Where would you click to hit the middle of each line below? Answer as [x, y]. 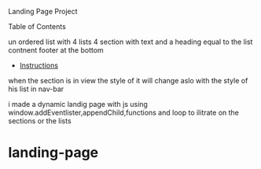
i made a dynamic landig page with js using [78, 104]
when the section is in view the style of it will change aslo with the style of [128, 81]
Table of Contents [37, 26]
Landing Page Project [43, 11]
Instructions [39, 65]
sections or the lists [40, 121]
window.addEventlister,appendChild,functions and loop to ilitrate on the [124, 112]
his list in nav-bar [36, 89]
